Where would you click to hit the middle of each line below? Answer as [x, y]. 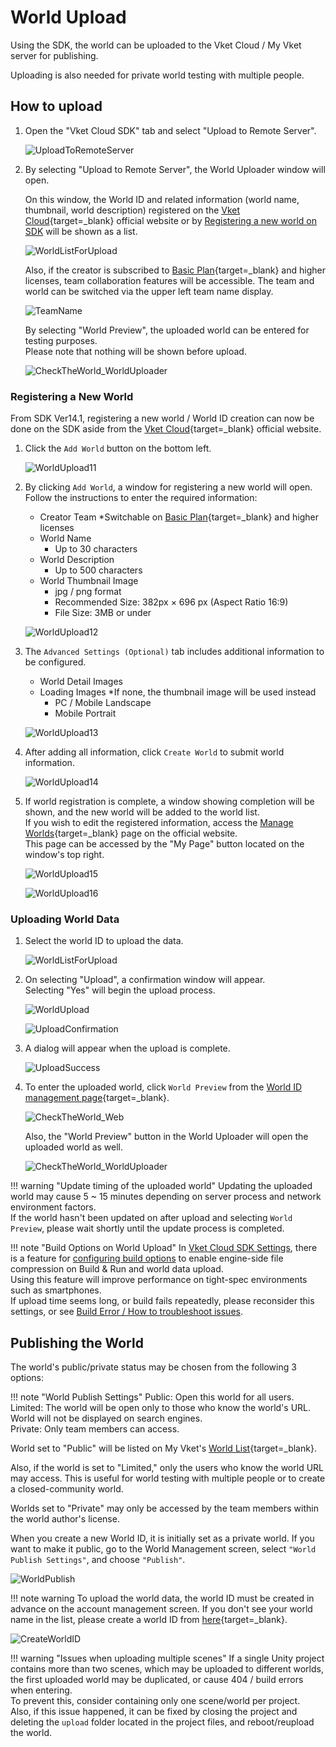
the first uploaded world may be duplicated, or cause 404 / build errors [157, 1680]
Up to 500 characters [98, 570]
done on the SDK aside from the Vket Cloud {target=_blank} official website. [166, 429]
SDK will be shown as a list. [81, 231]
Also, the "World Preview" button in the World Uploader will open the [166, 1137]
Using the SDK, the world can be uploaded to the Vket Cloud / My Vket [156, 45]
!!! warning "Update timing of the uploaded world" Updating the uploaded [161, 1186]
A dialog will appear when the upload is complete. [127, 1048]
